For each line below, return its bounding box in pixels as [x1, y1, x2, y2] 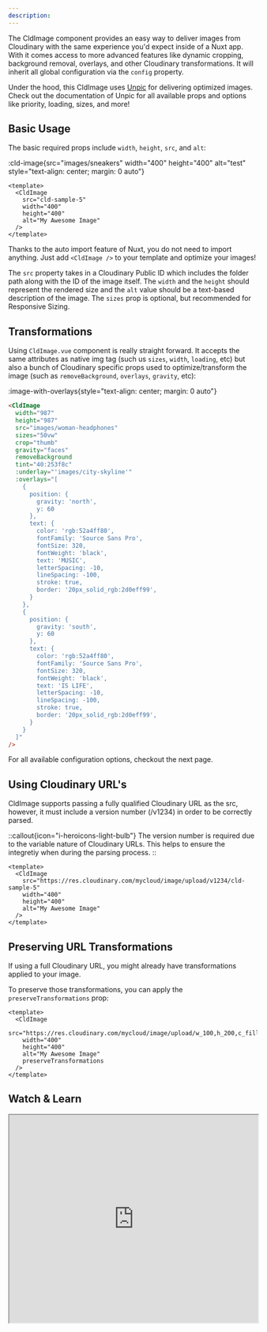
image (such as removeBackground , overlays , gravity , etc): [8, 371, 196, 381]
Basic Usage [8, 122, 71, 135]
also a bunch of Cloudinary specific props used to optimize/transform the [8, 363, 247, 372]
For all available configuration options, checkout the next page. [8, 755, 213, 764]
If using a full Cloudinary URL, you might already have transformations [8, 961, 237, 970]
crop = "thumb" [15, 439, 58, 447]
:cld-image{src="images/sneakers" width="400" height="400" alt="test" [8, 158, 246, 168]
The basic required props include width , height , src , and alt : [8, 143, 207, 153]
